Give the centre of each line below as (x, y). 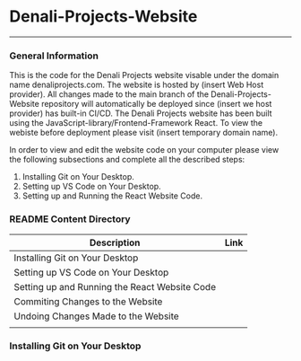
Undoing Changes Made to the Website (96, 316)
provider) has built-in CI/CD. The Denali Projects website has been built (141, 113)
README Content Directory (70, 219)
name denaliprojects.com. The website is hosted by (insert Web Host (137, 85)
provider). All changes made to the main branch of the (109, 94)
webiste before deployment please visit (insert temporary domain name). (144, 133)
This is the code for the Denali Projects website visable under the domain (144, 75)
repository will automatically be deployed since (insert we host (157, 104)
